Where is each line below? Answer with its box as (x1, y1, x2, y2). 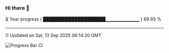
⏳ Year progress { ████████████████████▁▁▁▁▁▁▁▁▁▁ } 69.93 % (5, 16, 162, 22)
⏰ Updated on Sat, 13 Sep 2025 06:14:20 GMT (5, 32, 102, 38)
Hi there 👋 (5, 4, 30, 11)
